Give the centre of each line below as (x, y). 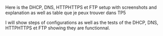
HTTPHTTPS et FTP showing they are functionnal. (58, 28)
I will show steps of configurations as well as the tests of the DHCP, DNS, (82, 23)
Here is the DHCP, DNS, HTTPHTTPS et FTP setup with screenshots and (81, 7)
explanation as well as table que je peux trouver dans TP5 (66, 13)
